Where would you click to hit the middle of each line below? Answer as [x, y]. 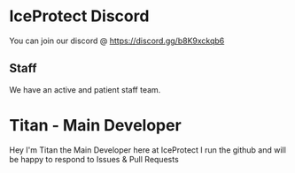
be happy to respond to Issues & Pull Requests [94, 159]
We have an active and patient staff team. [85, 89]
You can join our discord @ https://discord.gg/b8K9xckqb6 [117, 41]
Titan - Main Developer [95, 125]
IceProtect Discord [79, 16]
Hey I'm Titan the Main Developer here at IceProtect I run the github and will [147, 150]
